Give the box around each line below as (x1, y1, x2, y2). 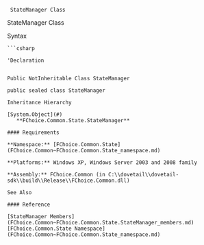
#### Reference (7, 201, 51, 208)
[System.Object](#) (7, 111, 63, 118)
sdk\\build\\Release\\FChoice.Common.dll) (7, 177, 130, 184)
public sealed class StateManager (7, 87, 106, 94)
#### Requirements (7, 129, 60, 136)
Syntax (7, 32, 27, 40)
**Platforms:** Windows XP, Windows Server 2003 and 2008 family (7, 159, 197, 166)
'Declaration (7, 57, 44, 64)
